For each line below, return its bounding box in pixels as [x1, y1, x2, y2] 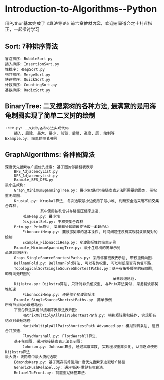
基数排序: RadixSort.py [5, 87, 50, 93]
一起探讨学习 [13, 26, 40, 32]
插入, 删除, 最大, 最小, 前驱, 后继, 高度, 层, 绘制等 [14, 131, 115, 136]
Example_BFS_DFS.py [14, 177, 54, 182]
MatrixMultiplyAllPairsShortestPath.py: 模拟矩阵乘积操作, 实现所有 [23, 313, 157, 318]
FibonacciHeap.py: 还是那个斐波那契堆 [23, 292, 95, 297]
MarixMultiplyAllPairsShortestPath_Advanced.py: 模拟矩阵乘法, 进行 [23, 324, 160, 329]
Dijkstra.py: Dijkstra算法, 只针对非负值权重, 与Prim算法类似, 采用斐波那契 [14, 282, 159, 287]
